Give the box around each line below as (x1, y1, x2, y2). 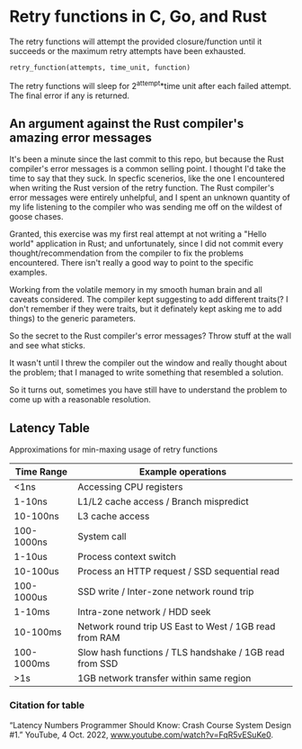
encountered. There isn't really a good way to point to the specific (9, 257, 254, 268)
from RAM (77, 632, 120, 645)
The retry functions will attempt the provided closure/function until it (9, 36, 262, 47)
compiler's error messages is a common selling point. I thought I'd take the (9, 164, 287, 175)
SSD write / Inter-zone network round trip (77, 585, 254, 598)
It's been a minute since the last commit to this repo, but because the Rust (9, 154, 285, 165)
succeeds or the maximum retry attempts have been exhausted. (9, 45, 246, 56)
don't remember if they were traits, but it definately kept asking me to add (9, 303, 282, 314)
